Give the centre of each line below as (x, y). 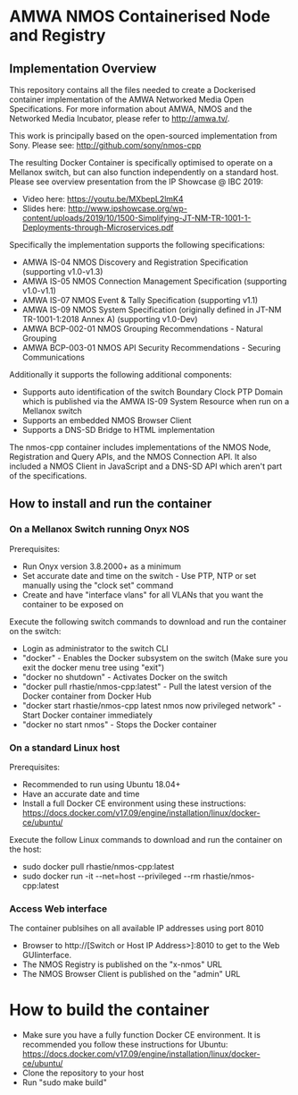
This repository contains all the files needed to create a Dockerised (132, 90)
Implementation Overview (83, 68)
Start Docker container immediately (87, 715)
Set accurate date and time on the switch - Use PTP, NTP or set (139, 575)
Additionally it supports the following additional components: (120, 374)
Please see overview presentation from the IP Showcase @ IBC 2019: (137, 182)
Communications (53, 357)
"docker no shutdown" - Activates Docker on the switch (125, 676)
